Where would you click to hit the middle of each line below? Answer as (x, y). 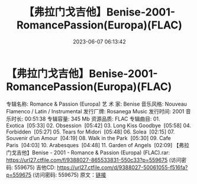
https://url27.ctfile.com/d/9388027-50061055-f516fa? (122, 167)
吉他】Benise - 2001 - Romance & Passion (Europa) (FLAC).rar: (93, 153)
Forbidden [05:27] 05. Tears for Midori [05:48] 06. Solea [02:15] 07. (91, 132)
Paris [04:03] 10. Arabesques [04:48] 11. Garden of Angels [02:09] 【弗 (95, 145)
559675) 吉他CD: (35, 167)
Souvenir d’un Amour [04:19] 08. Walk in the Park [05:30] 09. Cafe (89, 138)
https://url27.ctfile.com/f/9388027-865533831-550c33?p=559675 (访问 (94, 160)
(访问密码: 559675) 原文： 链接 (69, 175)
